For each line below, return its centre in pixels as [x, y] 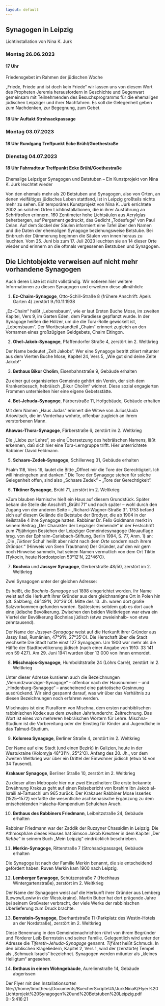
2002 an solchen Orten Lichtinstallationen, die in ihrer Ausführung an [75, 209]
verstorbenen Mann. [26, 421]
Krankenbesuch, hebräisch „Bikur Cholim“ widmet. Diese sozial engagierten [82, 386]
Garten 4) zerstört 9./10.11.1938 [44, 301]
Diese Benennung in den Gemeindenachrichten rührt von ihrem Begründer [81, 932]
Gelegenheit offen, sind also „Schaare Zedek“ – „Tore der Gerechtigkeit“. [79, 480]
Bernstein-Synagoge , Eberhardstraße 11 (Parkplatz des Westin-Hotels [84, 918]
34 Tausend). [19, 764]
